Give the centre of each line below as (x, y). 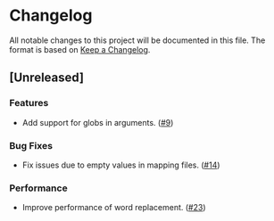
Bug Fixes (31, 145)
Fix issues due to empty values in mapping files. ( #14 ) (121, 165)
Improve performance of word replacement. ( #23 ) (114, 208)
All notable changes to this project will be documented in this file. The (137, 40)
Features (29, 103)
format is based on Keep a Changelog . (80, 49)
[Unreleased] (47, 78)
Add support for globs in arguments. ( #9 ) (98, 122)
